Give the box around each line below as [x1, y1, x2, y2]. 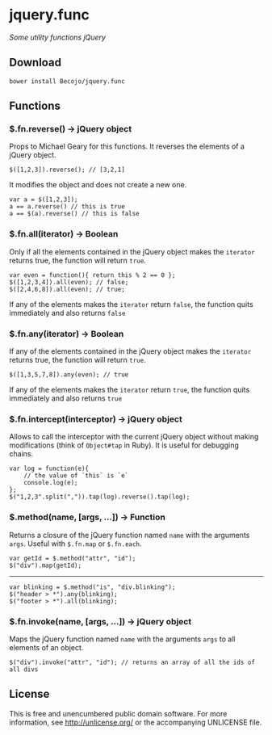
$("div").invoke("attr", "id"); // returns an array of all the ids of [9, 658, 255, 666]
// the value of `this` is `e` [23, 472, 129, 480]
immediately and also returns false [9, 308, 126, 317]
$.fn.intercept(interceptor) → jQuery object [9, 414, 182, 425]
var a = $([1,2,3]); [9, 195, 79, 204]
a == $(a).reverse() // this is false [9, 210, 140, 218]
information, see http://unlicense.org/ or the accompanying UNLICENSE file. [9, 717, 262, 727]
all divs [9, 665, 39, 674]
